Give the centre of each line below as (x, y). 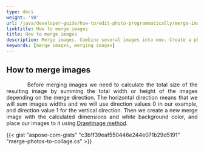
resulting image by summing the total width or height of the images (102, 91)
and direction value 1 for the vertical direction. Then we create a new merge (102, 110)
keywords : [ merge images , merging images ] (61, 46)
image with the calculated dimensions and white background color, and (102, 117)
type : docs (20, 12)
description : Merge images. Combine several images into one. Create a (99, 40)
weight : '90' (23, 18)
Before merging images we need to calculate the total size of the (112, 85)
